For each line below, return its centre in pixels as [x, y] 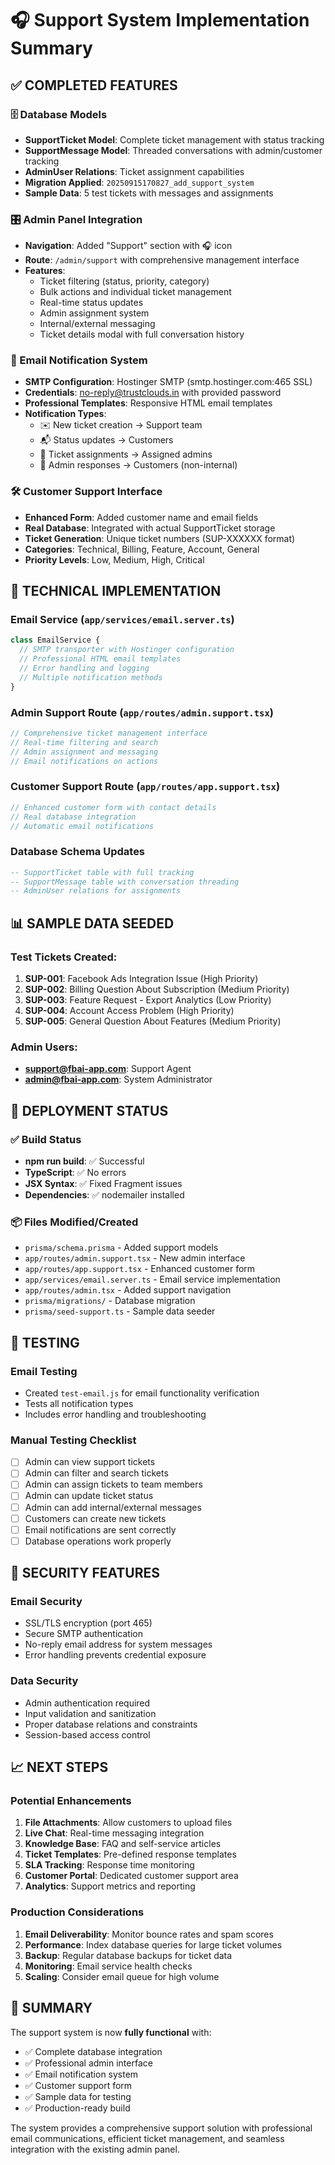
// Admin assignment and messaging [84, 752]
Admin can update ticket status [89, 1496]
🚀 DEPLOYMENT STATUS [89, 1110]
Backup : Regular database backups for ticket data [128, 1955]
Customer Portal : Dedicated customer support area [131, 1876]
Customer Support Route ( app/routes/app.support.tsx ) [145, 787]
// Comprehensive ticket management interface [109, 733]
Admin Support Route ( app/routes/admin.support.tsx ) [142, 712]
